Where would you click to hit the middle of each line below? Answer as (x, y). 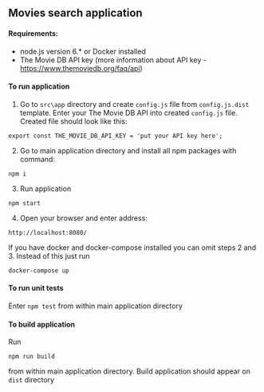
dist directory (31, 380)
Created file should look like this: (73, 121)
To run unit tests (36, 288)
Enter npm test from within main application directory (96, 306)
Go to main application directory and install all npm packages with (128, 150)
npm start (25, 203)
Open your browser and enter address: (83, 218)
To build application (42, 324)
